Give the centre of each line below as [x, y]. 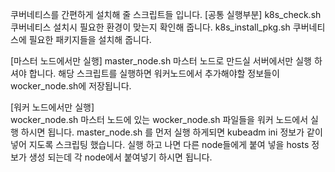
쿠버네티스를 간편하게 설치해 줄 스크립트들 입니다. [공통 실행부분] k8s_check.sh [166, 14]
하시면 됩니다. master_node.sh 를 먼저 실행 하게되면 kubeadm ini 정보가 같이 [171, 132]
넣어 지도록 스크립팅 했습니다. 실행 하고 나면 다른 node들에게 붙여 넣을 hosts [160, 144]
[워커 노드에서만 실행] [52, 107]
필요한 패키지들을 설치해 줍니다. [90, 39]
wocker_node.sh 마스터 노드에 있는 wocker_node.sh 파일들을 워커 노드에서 [159, 119]
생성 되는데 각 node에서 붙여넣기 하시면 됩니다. [120, 157]
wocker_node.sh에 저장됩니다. [71, 86]
